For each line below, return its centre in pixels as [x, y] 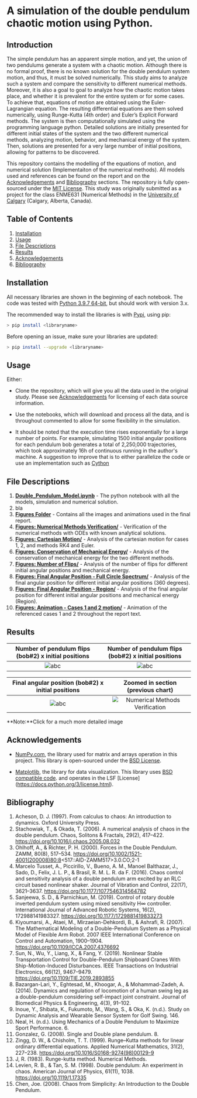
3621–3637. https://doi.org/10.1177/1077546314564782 [81, 891]
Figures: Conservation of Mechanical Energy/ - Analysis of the [92, 552]
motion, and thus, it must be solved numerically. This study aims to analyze [97, 78]
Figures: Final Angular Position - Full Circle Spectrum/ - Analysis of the [102, 577]
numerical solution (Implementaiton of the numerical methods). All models [96, 170]
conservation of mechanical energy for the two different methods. [94, 558]
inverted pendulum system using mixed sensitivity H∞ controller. [93, 904]
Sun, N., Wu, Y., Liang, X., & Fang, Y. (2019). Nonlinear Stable [89, 953]
